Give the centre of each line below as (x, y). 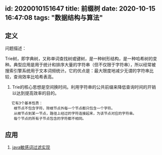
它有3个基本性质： (27, 103)
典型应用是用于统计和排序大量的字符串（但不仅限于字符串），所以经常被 (85, 65)
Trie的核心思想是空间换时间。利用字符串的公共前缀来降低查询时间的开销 (84, 87)
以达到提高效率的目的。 (35, 93)
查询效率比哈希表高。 (35, 77)
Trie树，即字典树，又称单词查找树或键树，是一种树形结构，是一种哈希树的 (79, 59)
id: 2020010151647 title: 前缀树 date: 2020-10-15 (80, 9)
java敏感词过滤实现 (31, 147)
